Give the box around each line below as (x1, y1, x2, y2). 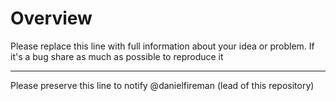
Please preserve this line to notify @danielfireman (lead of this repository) (10, 79, 315, 91)
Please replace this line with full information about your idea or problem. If (10, 40, 315, 52)
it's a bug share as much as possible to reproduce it (10, 50, 224, 62)
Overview (10, 7, 93, 30)
